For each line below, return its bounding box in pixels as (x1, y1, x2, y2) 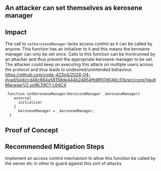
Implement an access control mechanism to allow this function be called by (5, 155, 156, 161)
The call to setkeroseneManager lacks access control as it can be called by (5, 41, 153, 47)
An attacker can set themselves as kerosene (5, 4, 143, 12)
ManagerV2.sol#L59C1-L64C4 (5, 82, 67, 88)
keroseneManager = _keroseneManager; (18, 109, 95, 114)
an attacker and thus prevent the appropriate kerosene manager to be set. (5, 56, 153, 62)
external (14, 96, 32, 101)
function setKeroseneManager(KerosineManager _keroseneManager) (7, 92, 140, 97)
